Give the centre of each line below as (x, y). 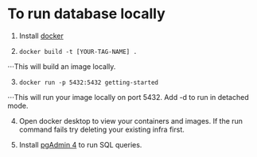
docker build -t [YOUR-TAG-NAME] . (78, 52)
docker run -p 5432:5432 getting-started (88, 82)
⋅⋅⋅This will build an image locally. (62, 66)
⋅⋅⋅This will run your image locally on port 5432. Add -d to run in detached (128, 97)
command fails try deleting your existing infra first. (101, 129)
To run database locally (87, 14)
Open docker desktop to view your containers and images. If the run (131, 121)
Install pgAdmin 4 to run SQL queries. (80, 144)
